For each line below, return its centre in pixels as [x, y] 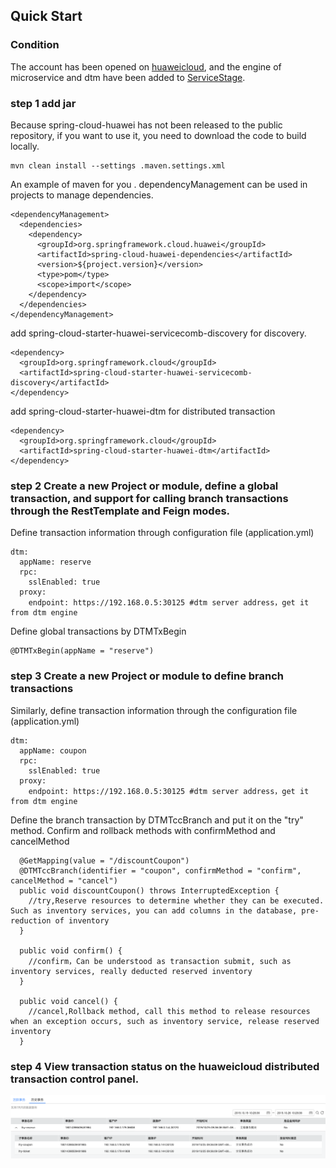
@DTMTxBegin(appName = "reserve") [82, 651]
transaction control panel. [75, 1079]
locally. [25, 146]
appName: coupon [53, 750]
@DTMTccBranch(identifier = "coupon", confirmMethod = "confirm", [160, 870]
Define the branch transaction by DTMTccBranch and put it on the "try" [157, 820]
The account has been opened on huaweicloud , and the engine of [146, 66]
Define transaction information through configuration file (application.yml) [162, 533]
